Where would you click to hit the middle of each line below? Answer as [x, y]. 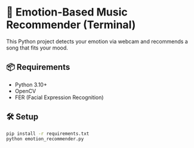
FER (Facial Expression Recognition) [59, 97]
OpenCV [25, 91]
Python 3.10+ [31, 84]
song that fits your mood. [37, 48]
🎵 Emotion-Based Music [67, 12]
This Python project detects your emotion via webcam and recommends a [97, 41]
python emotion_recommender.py [45, 139]
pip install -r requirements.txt [48, 134]
